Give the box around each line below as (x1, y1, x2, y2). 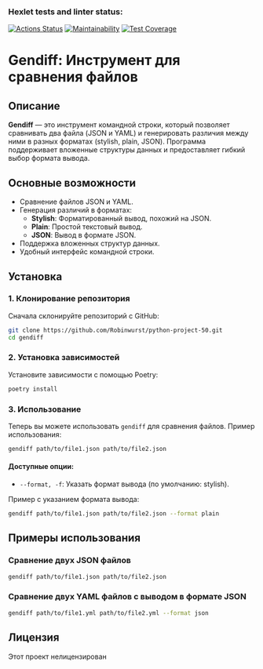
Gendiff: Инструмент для (8, 52, 181, 69)
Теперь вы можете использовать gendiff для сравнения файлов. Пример (8, 422, 255, 431)
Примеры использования (8, 532, 141, 545)
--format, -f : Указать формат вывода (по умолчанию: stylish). (19, 479, 230, 489)
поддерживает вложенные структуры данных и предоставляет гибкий (8, 145, 246, 155)
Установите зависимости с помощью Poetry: (8, 369, 159, 379)
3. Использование (8, 403, 82, 414)
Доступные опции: (8, 462, 75, 471)
